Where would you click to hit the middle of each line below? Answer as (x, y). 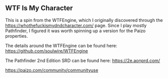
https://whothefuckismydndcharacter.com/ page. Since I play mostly (76, 25)
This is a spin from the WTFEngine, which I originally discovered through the (84, 20)
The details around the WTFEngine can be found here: (61, 45)
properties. (17, 36)
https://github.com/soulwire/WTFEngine (47, 51)
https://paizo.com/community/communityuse (52, 70)
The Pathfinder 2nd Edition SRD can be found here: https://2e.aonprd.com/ (83, 60)
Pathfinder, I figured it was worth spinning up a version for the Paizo (75, 31)
